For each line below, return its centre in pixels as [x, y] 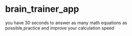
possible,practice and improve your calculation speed [60, 28]
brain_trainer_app [42, 9]
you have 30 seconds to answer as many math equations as [66, 23]
